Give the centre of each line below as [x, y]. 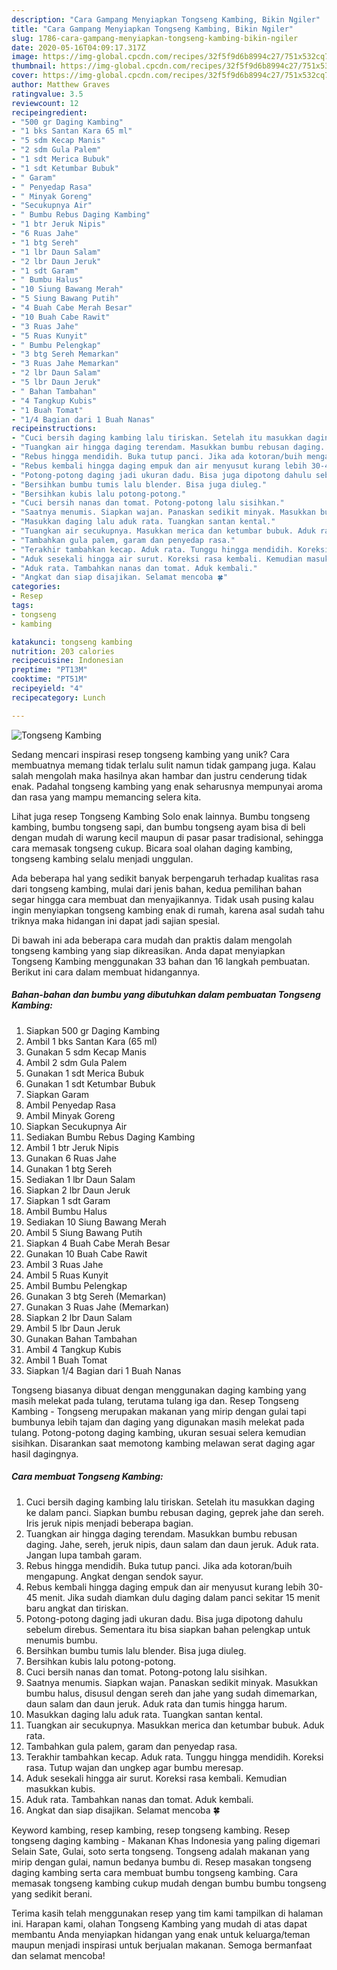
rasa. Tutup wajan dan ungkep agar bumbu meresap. [134, 1767]
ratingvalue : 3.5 [47, 94]
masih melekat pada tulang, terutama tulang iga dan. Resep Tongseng [155, 1400]
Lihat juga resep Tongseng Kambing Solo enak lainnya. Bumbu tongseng [161, 816]
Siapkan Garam [57, 1094]
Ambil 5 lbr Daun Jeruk [73, 1328]
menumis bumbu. [61, 1640]
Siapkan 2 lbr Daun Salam [79, 1317]
